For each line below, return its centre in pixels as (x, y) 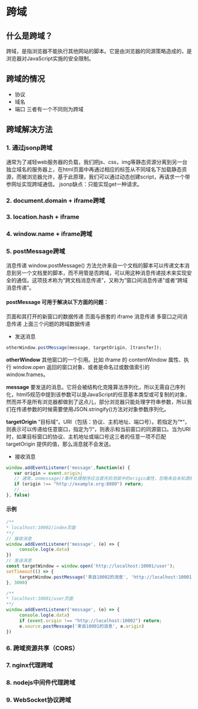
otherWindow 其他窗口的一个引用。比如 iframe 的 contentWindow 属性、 (95, 360)
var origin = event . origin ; (48, 473)
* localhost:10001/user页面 (40, 599)
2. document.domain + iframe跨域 (56, 200)
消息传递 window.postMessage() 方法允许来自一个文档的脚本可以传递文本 (95, 265)
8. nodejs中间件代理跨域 (41, 682)
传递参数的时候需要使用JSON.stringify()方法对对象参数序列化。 (93, 409)
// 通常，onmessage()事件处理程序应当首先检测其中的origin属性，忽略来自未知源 (102, 479)
